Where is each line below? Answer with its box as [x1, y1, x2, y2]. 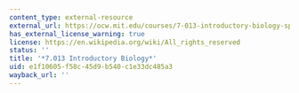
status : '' [9, 46, 50, 55]
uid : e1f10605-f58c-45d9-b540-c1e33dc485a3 [9, 63, 174, 72]
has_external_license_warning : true [9, 29, 145, 38]
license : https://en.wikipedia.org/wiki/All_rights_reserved [9, 37, 241, 47]
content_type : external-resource [9, 12, 133, 22]
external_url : [9, 21, 62, 30]
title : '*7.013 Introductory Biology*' [9, 54, 158, 63]
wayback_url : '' [9, 71, 69, 80]
